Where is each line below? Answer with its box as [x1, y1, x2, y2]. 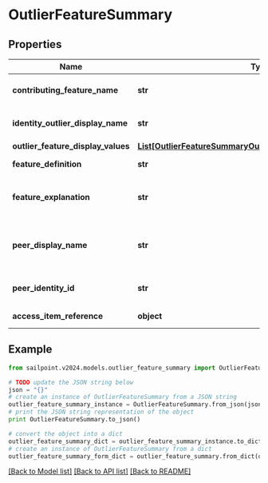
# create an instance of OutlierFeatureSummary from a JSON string [8, 393, 238, 401]
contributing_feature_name [12, 85, 118, 95]
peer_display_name [12, 240, 88, 250]
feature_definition [12, 158, 82, 170]
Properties [8, 38, 62, 51]
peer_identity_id [12, 282, 75, 293]
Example [8, 342, 53, 357]
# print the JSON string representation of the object [8, 408, 195, 417]
